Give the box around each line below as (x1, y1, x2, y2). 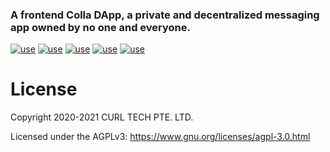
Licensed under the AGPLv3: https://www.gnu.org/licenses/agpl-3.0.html (10, 131, 311, 143)
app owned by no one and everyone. (10, 20, 191, 34)
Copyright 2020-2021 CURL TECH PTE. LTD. (10, 111, 194, 123)
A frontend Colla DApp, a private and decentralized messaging (10, 8, 320, 22)
